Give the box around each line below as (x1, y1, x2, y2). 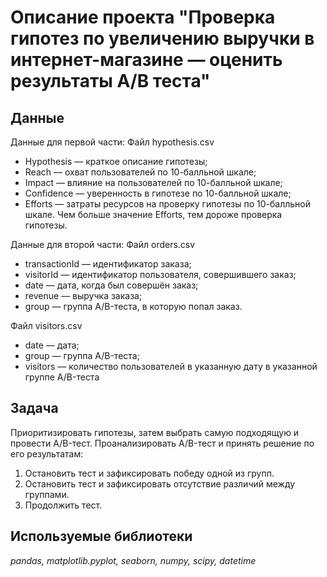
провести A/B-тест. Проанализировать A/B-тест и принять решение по (10, 437, 315, 449)
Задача (10, 400, 59, 417)
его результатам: (10, 447, 84, 460)
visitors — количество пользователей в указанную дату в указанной (24, 361, 318, 372)
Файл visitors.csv (10, 320, 83, 331)
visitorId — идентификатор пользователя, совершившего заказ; (24, 269, 297, 280)
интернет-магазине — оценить (10, 49, 283, 71)
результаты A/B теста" (10, 70, 211, 93)
